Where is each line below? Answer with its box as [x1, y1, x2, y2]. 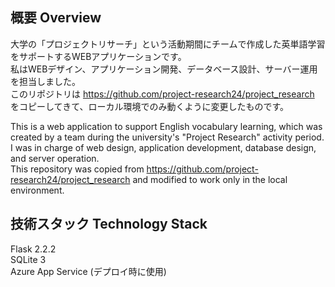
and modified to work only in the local [132, 173, 288, 185]
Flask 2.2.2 [10, 243, 57, 255]
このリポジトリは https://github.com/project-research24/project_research [10, 88, 315, 100]
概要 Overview [10, 9, 102, 27]
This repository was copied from [10, 163, 145, 175]
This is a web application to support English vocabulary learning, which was [10, 120, 323, 132]
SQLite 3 [10, 253, 47, 265]
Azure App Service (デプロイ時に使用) [10, 265, 167, 277]
